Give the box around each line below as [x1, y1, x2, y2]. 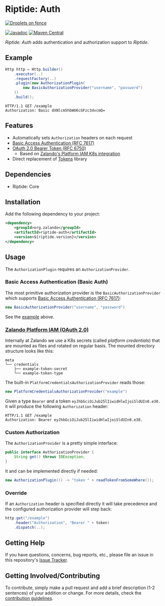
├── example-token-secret [14, 366, 68, 371]
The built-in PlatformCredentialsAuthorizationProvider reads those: [5, 379, 145, 385]
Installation [5, 198, 41, 206]
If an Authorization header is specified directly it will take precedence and [5, 501, 158, 506]
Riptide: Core [12, 183, 40, 190]
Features [5, 121, 33, 130]
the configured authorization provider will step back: [5, 506, 112, 512]
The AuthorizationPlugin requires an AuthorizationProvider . [5, 266, 130, 272]
